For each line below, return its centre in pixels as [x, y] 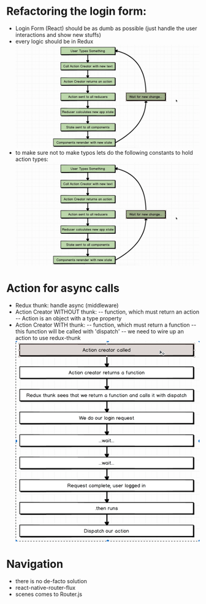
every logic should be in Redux [54, 41]
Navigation [35, 564]
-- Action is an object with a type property [68, 319]
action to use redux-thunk [48, 338]
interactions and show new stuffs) [58, 34]
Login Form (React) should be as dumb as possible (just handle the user [106, 28]
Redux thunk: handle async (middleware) [67, 306]
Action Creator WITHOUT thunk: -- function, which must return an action [107, 312]
